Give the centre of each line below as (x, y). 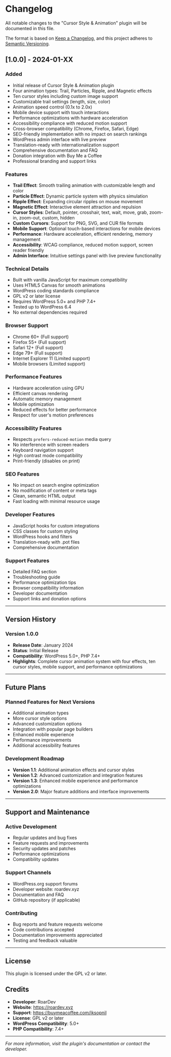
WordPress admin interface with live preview (59, 139)
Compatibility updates (36, 859)
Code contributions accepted (43, 929)
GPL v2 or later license (36, 296)
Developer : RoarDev (34, 1002)
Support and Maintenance (48, 812)
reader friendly (28, 250)
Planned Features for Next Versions (50, 702)
